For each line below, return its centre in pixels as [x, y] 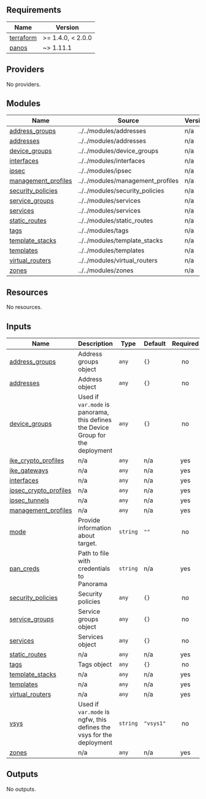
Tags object [95, 665]
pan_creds [25, 568]
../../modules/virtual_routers [118, 261]
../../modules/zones [106, 270]
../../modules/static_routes [116, 221]
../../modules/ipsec [105, 171]
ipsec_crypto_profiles [40, 491]
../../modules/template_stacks [120, 240]
